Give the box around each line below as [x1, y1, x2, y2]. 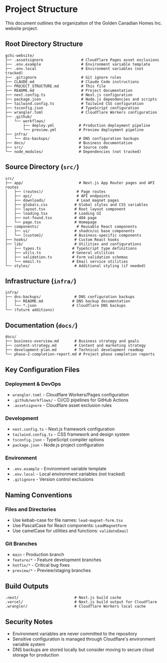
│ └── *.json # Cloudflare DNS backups [5, 303, 126, 308]
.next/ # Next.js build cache [5, 595, 122, 600]
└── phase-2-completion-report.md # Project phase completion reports [5, 352, 155, 357]
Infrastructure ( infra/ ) [5, 277, 76, 285]
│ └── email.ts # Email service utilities [5, 259, 128, 264]
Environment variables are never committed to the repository [12, 631, 138, 637]
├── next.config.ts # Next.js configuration [5, 92, 133, 97]
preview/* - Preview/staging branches [12, 568, 91, 574]
